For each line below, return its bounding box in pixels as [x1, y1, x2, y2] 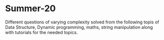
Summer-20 [5, 3, 56, 14]
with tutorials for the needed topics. [5, 29, 78, 35]
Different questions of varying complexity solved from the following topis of [5, 19, 160, 25]
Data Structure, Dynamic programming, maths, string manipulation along [5, 24, 153, 30]
